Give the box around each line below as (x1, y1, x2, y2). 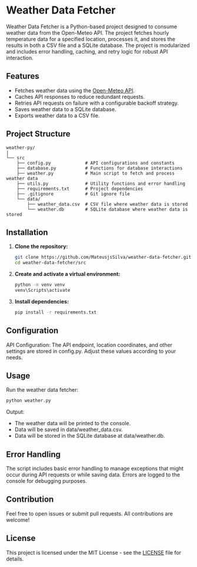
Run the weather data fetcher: (6, 386, 79, 393)
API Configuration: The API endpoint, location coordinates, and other (6, 341, 172, 348)
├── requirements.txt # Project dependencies (16, 186, 143, 192)
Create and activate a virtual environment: (14, 271, 121, 278)
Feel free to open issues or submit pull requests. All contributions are (6, 510, 173, 517)
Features (6, 71, 39, 81)
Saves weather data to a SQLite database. (14, 105, 116, 112)
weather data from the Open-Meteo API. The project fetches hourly (6, 29, 169, 36)
